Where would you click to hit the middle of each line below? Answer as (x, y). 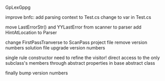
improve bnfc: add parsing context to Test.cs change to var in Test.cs (78, 17)
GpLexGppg (18, 7)
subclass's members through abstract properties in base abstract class (80, 63)
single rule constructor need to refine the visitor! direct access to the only (82, 58)
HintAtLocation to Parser (31, 32)
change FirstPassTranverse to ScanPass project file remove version (76, 42)
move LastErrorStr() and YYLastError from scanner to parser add (73, 27)
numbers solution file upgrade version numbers (55, 48)
